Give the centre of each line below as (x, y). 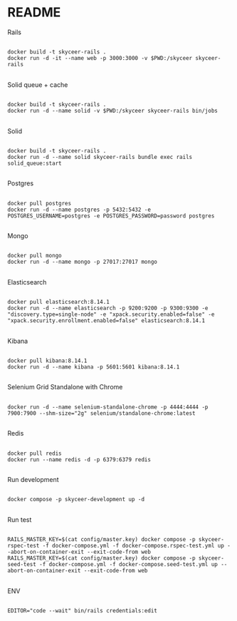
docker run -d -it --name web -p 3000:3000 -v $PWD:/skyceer (100, 58)
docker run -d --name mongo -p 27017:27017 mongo (83, 262)
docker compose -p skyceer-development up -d (76, 500)
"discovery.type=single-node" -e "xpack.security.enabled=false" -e (111, 314)
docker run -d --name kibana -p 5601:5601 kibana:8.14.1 (94, 367)
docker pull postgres (39, 203)
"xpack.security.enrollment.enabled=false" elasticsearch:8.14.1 (106, 321)
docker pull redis (35, 453)
